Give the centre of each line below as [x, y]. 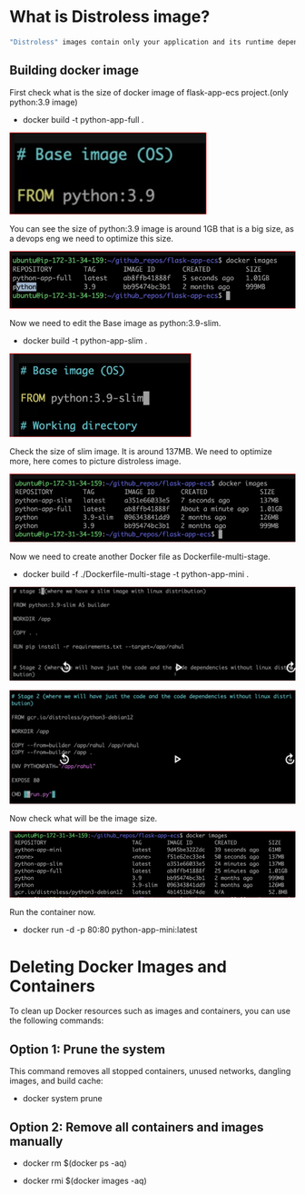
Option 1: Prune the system [88, 1049]
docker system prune [62, 1099]
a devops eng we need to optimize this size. [92, 238]
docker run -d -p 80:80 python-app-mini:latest [110, 930]
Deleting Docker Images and [118, 966]
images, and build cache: [56, 1081]
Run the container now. [53, 912]
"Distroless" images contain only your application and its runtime [142, 42]
